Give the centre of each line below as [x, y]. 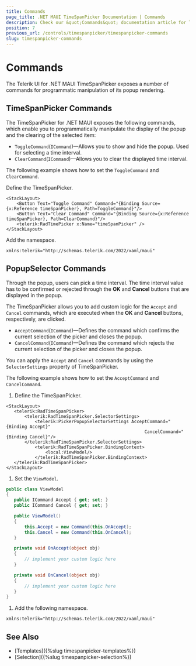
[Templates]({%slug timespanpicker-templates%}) [75, 651]
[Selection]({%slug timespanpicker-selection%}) [73, 657]
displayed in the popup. [34, 295]
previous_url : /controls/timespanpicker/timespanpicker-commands [87, 33]
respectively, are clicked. [36, 319]
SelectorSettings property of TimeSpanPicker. [62, 366]
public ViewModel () [37, 516]
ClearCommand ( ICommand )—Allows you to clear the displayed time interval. [101, 159]
